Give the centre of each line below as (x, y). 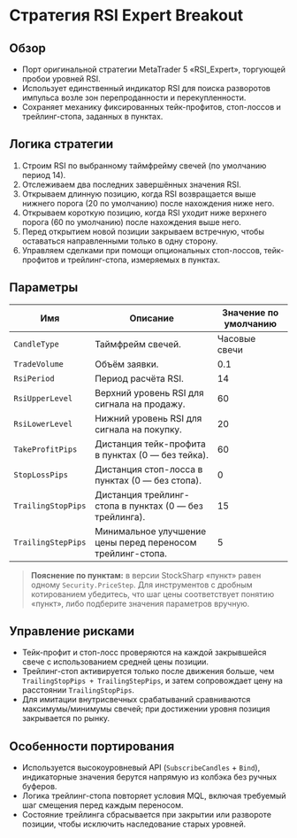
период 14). (44, 175)
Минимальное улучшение (150, 531)
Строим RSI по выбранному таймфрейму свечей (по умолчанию (144, 166)
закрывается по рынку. (66, 718)
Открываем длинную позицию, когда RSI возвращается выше (139, 194)
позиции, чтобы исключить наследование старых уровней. (134, 824)
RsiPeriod (34, 378)
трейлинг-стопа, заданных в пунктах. (92, 116)
